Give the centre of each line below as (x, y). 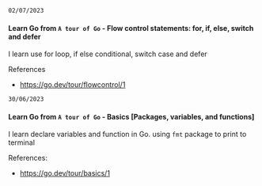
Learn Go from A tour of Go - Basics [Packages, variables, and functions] (131, 116)
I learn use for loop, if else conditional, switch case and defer (108, 54)
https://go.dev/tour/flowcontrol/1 (72, 85)
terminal (22, 142)
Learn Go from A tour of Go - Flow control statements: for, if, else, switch (131, 28)
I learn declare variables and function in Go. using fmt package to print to (127, 135)
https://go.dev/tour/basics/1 (65, 173)
